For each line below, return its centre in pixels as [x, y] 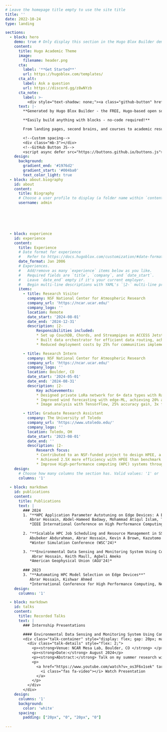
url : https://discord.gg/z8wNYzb [58, 88]
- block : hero [24, 37]
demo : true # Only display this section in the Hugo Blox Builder [84, 42]
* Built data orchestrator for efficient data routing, [95, 340]
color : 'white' [39, 708]
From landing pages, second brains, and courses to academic [88, 129]
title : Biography [36, 194]
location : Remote [45, 312]
